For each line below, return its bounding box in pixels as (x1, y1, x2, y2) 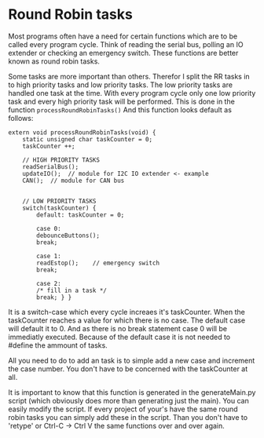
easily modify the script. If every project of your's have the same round (8, 404, 238, 414)
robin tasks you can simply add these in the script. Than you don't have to (8, 412, 248, 422)
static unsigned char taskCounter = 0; (22, 135, 153, 143)
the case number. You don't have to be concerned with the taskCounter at (8, 363, 248, 374)
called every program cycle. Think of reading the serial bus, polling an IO (8, 39, 244, 49)
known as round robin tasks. (8, 57, 101, 66)
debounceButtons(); (36, 232, 101, 239)
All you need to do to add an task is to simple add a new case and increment (8, 356, 255, 365)
